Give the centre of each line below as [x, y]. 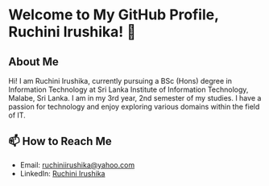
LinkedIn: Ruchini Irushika [62, 173]
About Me [33, 62]
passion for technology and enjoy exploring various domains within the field [134, 107]
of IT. [17, 115]
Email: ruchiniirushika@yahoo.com [77, 165]
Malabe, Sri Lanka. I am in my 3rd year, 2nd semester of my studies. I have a [135, 98]
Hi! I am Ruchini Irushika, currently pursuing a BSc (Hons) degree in [120, 81]
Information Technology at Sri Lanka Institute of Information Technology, [128, 89]
